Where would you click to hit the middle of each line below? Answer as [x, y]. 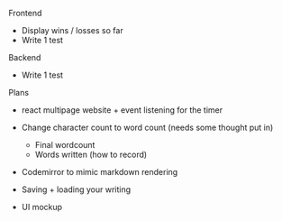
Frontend [25, 13]
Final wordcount [65, 145]
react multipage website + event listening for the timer [122, 110]
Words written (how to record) [91, 154]
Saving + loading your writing [76, 189]
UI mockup [42, 207]
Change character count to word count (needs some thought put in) [147, 127]
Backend [25, 57]
